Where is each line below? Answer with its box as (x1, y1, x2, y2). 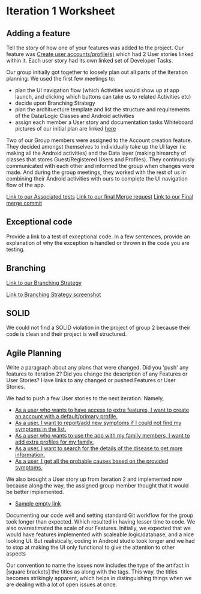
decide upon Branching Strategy (14, 99, 95, 107)
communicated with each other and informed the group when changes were (6, 162, 195, 169)
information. (14, 451, 45, 459)
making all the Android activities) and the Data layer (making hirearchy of (6, 149, 187, 156)
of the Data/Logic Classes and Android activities (14, 113, 134, 119)
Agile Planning (6, 348, 62, 358)
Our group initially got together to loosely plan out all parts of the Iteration (6, 69, 188, 76)
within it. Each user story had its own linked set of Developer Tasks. (6, 57, 173, 64)
